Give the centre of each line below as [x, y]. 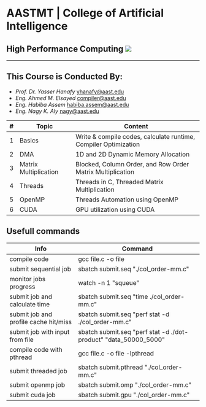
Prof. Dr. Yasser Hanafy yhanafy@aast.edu [70, 91]
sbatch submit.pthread [111, 367]
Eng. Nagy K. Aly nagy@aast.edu [57, 111]
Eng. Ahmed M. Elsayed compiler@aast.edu [71, 98]
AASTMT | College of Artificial [85, 13]
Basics [29, 140]
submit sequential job [40, 269]
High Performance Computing [65, 49]
